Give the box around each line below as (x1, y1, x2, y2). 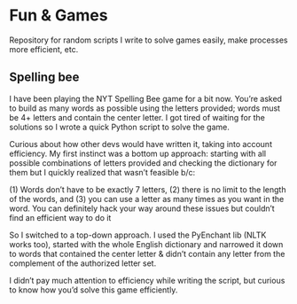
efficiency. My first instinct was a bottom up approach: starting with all (9, 148, 267, 159)
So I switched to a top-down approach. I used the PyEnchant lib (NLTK (9, 230, 267, 240)
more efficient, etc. (9, 43, 79, 54)
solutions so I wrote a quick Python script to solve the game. (9, 121, 231, 132)
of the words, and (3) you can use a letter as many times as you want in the (9, 193, 285, 204)
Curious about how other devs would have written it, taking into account (9, 138, 273, 149)
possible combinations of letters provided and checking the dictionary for (9, 157, 277, 168)
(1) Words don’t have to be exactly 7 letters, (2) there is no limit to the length (9, 183, 286, 195)
